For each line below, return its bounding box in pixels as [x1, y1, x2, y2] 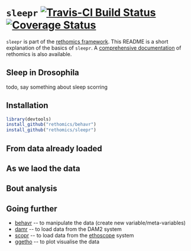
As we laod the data [6, 163, 80, 174]
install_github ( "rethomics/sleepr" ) [6, 127, 96, 133]
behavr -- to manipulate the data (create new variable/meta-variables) [14, 219, 186, 227]
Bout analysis [6, 184, 57, 194]
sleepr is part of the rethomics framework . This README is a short [6, 38, 169, 45]
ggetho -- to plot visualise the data [14, 238, 99, 245]
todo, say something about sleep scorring [6, 83, 108, 90]
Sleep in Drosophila [6, 68, 80, 78]
